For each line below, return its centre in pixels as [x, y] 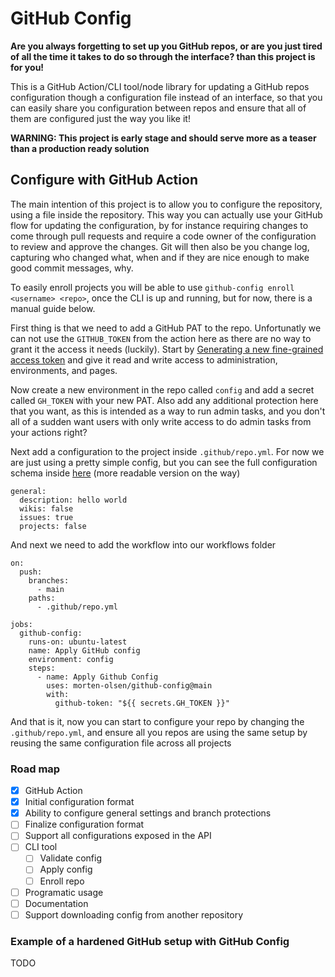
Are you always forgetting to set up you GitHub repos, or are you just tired [166, 46]
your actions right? [49, 432]
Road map [35, 769]
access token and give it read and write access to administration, [144, 359]
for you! [27, 67]
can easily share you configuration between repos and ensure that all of [158, 108]
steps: [42, 668]
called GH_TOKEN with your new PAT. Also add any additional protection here [164, 400]
